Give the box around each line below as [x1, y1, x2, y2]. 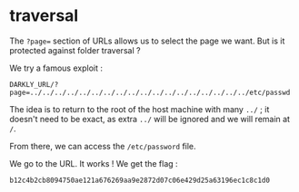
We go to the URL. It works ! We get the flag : [9, 158, 179, 168]
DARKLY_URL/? [9, 80, 59, 89]
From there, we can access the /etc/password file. [9, 140, 197, 151]
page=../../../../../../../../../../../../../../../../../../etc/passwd [9, 88, 291, 97]
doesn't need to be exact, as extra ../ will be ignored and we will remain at [9, 113, 291, 124]
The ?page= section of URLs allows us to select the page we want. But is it [9, 35, 285, 46]
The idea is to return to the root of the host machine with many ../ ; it [9, 103, 270, 114]
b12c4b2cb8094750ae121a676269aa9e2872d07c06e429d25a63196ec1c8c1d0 [9, 176, 271, 185]
